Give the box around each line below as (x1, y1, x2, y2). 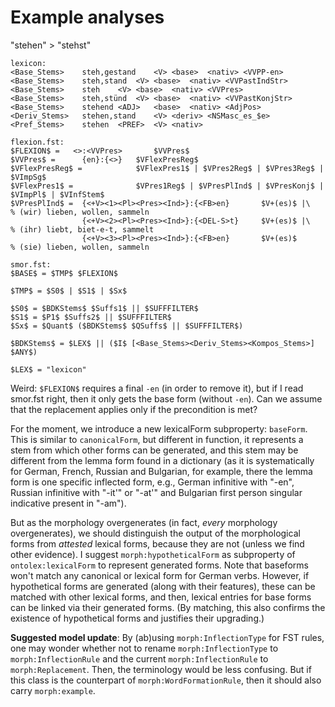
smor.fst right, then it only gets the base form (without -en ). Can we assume (10, 392, 323, 405)
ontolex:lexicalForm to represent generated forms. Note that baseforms (10, 559, 309, 571)
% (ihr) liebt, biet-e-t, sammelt (10, 224, 155, 235)
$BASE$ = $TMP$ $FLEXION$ (10, 268, 118, 278)
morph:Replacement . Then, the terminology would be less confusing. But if (10, 663, 312, 675)
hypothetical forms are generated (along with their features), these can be (10, 580, 316, 592)
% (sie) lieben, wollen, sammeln (10, 242, 150, 252)
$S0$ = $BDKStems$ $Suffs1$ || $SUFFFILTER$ (10, 303, 199, 313)
